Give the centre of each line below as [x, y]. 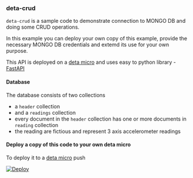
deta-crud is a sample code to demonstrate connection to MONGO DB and [96, 21]
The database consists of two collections [56, 95]
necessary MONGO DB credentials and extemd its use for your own [87, 44]
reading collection [36, 125]
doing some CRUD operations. [43, 27]
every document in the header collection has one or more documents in [100, 119]
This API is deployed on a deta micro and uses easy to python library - [91, 62]
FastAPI [16, 69]
